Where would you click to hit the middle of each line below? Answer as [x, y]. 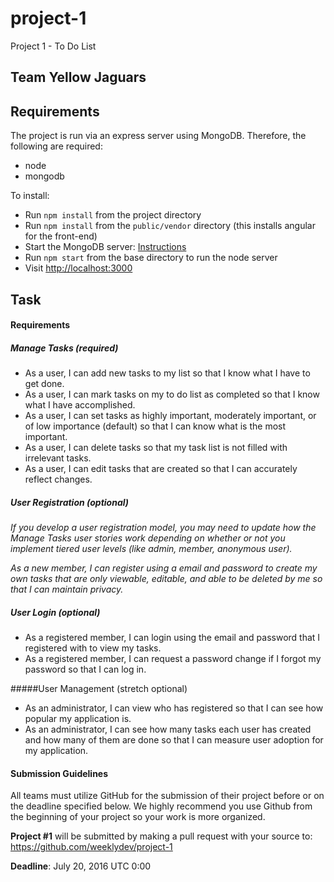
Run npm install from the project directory [113, 215]
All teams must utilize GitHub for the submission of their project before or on [167, 796]
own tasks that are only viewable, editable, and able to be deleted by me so [166, 579]
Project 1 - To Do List [53, 46]
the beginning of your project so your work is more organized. [138, 817]
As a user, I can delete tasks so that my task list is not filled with [156, 448]
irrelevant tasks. [58, 458]
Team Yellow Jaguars [78, 77]
